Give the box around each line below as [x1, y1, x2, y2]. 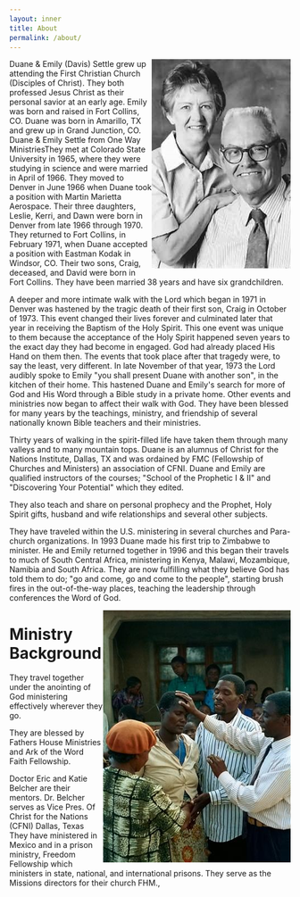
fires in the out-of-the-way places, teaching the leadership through [9, 583, 256, 594]
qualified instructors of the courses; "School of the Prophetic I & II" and [9, 473, 271, 484]
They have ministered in [9, 830, 98, 841]
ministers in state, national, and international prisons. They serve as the [9, 868, 272, 879]
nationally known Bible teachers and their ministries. [9, 418, 202, 428]
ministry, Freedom [9, 849, 76, 860]
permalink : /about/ [9, 33, 82, 42]
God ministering [9, 692, 69, 702]
